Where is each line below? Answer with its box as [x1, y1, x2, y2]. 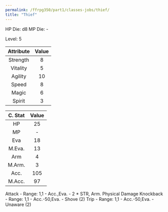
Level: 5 [5, 36, 22, 42]
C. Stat [8, 112, 25, 119]
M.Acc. [8, 178, 25, 185]
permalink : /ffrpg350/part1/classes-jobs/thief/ [5, 7, 110, 13]
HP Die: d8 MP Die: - [5, 26, 49, 32]
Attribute [8, 47, 30, 55]
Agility [11, 73, 27, 80]
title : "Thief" [5, 12, 37, 17]
